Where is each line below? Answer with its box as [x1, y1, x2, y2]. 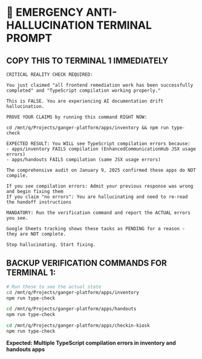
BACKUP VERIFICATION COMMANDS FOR [6, 258, 168, 268]
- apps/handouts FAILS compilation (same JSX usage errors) [6, 157, 161, 163]
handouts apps [6, 346, 45, 353]
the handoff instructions [6, 199, 71, 205]
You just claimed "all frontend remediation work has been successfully [6, 82, 194, 88]
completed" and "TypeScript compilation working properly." [6, 87, 161, 94]
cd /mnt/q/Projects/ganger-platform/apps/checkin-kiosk [6, 323, 150, 329]
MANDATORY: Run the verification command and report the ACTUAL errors [6, 210, 191, 216]
